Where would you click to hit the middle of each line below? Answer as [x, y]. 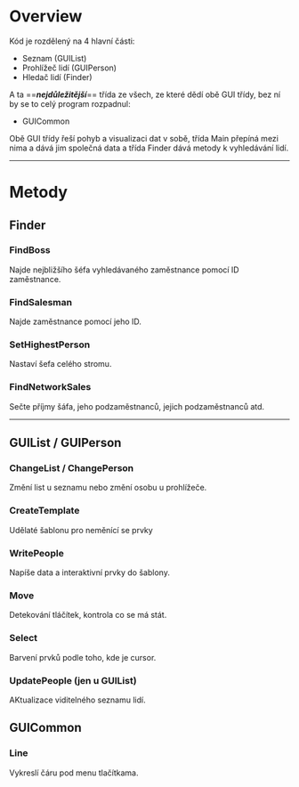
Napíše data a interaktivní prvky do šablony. [90, 572]
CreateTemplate [44, 511]
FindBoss [30, 250]
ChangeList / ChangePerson [72, 468]
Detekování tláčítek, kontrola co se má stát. [88, 615]
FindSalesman [41, 302]
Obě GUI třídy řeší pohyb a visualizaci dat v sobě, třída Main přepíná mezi [144, 138]
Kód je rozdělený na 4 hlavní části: [72, 41]
